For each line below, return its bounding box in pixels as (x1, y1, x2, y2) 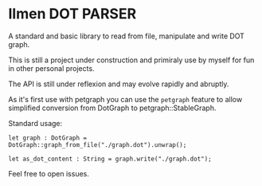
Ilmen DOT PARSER (8, 5, 137, 23)
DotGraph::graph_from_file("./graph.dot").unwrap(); (8, 140, 187, 148)
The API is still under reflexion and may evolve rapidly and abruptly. (8, 79, 229, 89)
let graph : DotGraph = (8, 133, 88, 142)
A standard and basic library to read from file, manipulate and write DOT (8, 31, 245, 41)
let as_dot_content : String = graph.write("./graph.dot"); (8, 155, 213, 163)
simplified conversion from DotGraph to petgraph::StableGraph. (8, 103, 217, 113)
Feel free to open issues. (8, 168, 89, 178)
